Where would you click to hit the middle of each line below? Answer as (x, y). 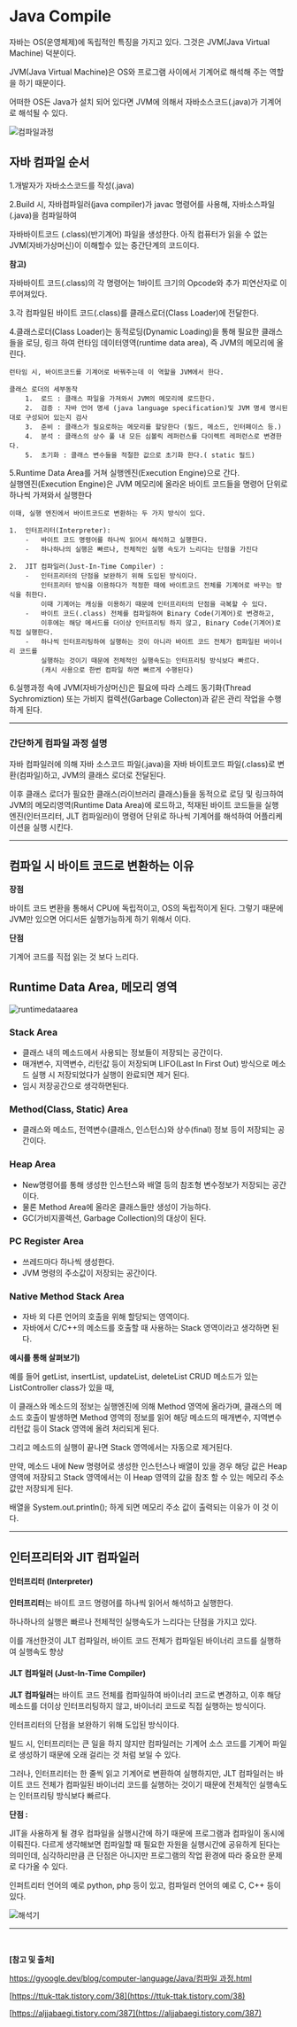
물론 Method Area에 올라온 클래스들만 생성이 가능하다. (116, 1207)
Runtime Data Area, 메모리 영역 (93, 987)
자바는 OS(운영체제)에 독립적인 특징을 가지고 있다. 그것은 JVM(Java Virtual (140, 42)
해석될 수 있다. (43, 113)
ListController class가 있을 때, (62, 1387)
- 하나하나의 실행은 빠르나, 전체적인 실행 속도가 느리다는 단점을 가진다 (141, 549)
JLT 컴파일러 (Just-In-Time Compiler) (77, 1674)
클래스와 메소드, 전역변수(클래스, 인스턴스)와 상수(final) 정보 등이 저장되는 (148, 1130)
